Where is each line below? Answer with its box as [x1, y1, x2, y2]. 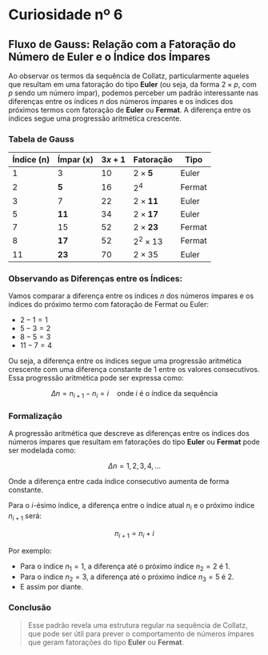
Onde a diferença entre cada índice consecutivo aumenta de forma [8, 477, 230, 486]
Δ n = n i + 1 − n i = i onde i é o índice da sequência [50, 389, 218, 401]
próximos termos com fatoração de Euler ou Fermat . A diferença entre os [8, 106, 251, 114]
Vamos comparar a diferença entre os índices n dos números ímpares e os [8, 291, 254, 301]
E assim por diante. [19, 582, 84, 592]
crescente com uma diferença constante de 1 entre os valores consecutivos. [8, 365, 260, 374]
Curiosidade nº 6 [8, 6, 123, 24]
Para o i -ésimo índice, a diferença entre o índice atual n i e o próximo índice [8, 501, 255, 513]
